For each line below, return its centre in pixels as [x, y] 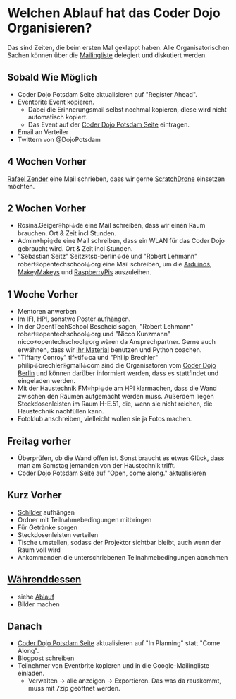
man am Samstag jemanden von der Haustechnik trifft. [97, 465]
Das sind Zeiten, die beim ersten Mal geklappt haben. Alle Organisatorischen [118, 47]
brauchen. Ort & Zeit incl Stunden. [67, 233]
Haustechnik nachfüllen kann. [61, 411]
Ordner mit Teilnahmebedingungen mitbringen [85, 519]
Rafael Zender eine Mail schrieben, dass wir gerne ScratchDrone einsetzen [116, 179]
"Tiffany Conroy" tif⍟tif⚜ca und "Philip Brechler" [88, 358]
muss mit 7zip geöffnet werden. [74, 688]
